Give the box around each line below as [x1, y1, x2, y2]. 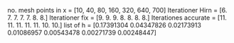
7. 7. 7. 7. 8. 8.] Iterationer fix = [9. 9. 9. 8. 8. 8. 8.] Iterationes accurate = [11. [7, 13, 228, 22]
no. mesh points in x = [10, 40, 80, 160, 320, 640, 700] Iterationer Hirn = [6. [7, 6, 228, 14]
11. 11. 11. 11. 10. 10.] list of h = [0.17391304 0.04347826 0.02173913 [7, 21, 201, 29]
